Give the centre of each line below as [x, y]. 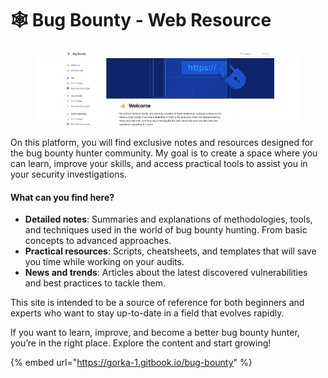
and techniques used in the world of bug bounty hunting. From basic [166, 230]
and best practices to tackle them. [95, 283]
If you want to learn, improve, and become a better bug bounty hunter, [155, 333]
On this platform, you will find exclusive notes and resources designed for [162, 143]
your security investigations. [68, 174]
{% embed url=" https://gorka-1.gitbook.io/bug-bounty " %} [131, 363]
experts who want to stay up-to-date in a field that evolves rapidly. [147, 313]
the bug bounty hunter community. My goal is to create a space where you [164, 153]
